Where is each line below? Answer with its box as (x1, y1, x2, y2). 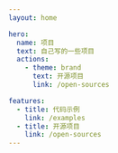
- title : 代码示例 (16, 105, 80, 114)
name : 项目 (16, 38, 55, 47)
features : (8, 96, 46, 105)
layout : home (8, 13, 58, 23)
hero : (8, 29, 29, 39)
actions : (16, 55, 50, 64)
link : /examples (24, 113, 86, 122)
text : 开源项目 (32, 72, 85, 81)
